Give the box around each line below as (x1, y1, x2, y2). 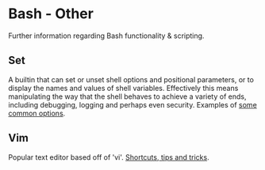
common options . (8, 108, 66, 118)
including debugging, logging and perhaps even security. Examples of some (8, 100, 258, 109)
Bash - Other (8, 5, 94, 23)
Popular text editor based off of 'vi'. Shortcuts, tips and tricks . (8, 152, 209, 162)
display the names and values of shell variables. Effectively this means (8, 83, 239, 93)
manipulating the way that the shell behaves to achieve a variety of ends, (8, 92, 247, 101)
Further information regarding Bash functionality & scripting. (8, 31, 205, 40)
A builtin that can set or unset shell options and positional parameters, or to (8, 74, 254, 84)
